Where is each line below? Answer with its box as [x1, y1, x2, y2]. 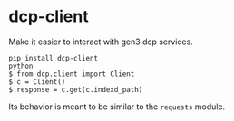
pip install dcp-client [8, 53, 99, 62]
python [8, 61, 34, 70]
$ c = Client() [8, 77, 66, 87]
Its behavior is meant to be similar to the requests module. [8, 101, 226, 112]
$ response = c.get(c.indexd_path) [8, 85, 143, 94]
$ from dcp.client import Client [8, 70, 135, 79]
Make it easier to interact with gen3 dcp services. [8, 36, 194, 47]
